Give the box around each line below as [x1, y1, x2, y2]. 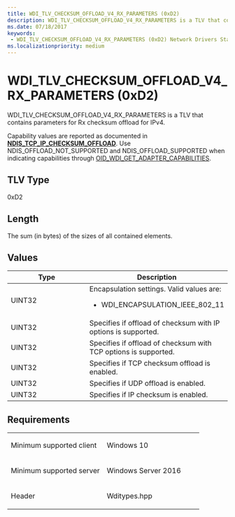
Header [10, 491, 36, 501]
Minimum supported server [10, 466, 100, 476]
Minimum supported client [10, 441, 97, 451]
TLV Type [7, 174, 50, 186]
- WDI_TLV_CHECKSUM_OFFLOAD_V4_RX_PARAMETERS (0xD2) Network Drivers [10, 36, 218, 43]
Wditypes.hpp [106, 491, 152, 501]
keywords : [7, 29, 36, 37]
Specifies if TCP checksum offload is [89, 358, 211, 368]
